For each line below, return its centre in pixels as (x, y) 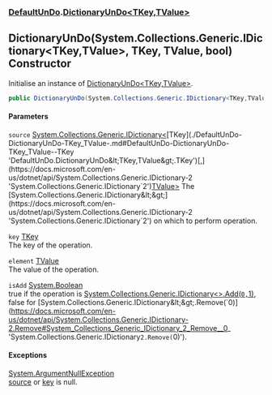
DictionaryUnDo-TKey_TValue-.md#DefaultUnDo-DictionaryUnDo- (119, 143)
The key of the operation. (51, 245)
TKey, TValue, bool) (182, 51)
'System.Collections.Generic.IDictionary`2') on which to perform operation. (133, 221)
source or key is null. (43, 382)
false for (22, 302)
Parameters (28, 117)
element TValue (34, 260)
